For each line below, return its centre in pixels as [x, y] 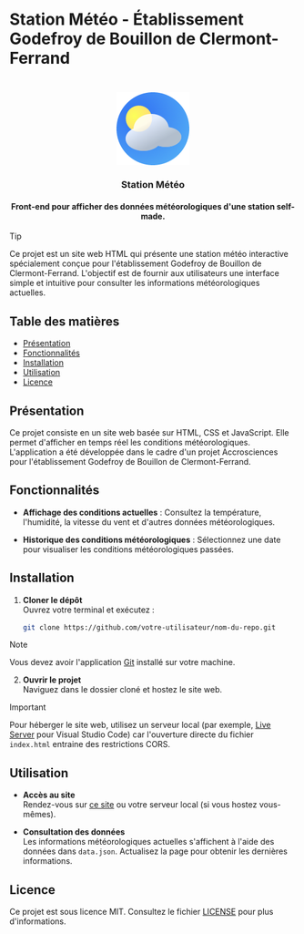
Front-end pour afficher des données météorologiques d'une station [143, 206]
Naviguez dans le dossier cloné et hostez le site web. [122, 690]
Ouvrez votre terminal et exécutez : [88, 610]
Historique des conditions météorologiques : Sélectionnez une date [152, 539]
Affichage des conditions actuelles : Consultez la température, [142, 512]
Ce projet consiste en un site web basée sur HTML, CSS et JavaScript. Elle [149, 432]
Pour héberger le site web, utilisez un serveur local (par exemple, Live [140, 725]
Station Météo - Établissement [127, 20]
